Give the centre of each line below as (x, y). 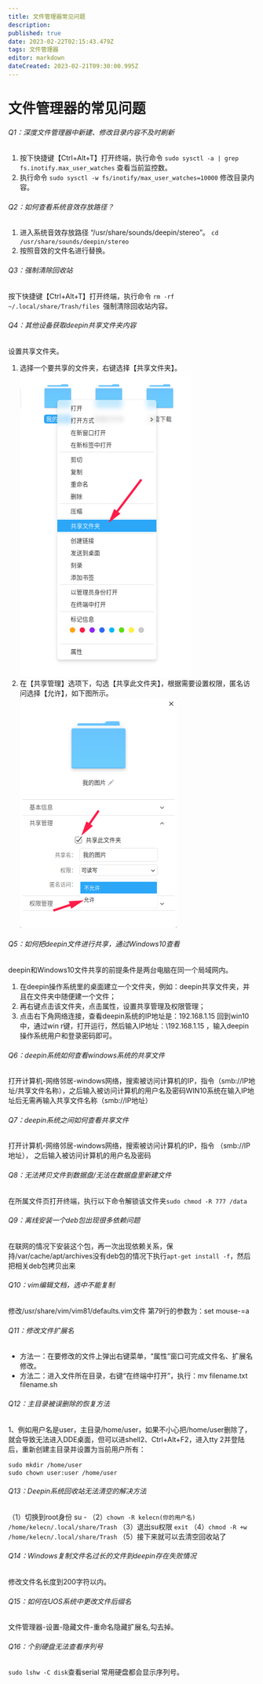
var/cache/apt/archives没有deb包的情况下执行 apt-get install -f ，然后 (134, 1255)
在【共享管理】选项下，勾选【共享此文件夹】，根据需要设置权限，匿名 (131, 683)
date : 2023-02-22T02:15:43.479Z (61, 42)
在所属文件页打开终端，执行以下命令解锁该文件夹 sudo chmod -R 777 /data (128, 1200)
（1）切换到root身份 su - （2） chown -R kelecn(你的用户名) (102, 1517)
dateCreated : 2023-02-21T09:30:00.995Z (73, 67)
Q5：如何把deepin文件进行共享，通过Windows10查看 (94, 944)
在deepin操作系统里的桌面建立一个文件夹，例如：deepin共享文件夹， (131, 987)
